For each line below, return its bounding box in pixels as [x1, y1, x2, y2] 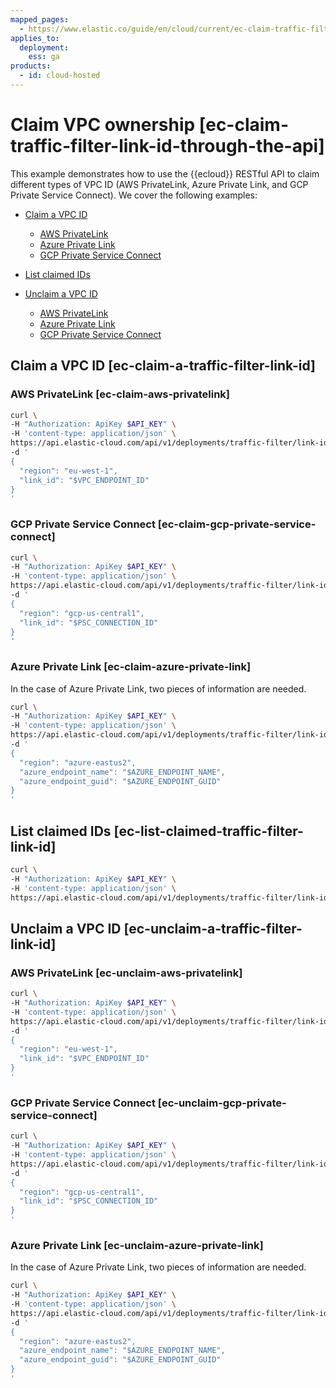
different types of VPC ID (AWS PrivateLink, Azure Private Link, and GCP [10, 178, 309, 190]
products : [10, 61, 52, 71]
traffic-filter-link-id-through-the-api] [10, 135, 325, 158]
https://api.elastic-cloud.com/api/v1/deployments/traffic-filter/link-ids [10, 892, 333, 903]
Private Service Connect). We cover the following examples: [10, 189, 258, 201]
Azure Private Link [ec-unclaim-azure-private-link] [10, 1238, 264, 1252]
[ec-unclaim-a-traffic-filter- [123, 920, 303, 937]
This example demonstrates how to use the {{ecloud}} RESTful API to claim [10, 167, 320, 180]
